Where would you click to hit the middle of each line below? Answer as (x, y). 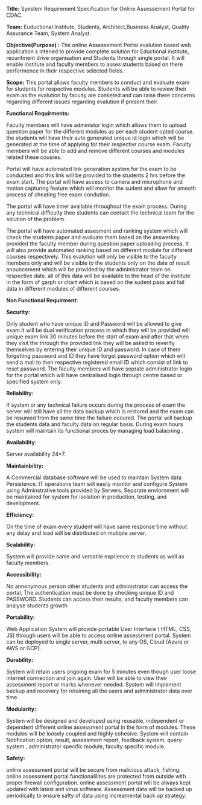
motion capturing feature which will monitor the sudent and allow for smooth (101, 188)
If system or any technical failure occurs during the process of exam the (96, 405)
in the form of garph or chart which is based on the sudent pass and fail (96, 282)
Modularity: (21, 709)
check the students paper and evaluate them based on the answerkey (93, 237)
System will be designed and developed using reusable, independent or (95, 721)
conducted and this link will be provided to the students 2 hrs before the (96, 175)
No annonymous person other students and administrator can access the (97, 586)
